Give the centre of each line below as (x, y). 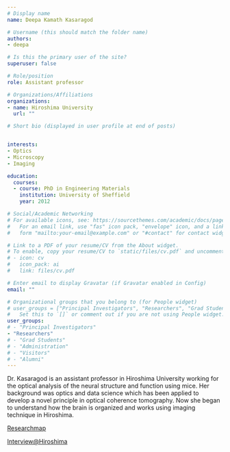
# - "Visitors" (29, 353)
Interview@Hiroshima (37, 442)
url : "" (24, 114)
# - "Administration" (38, 347)
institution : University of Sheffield (75, 195)
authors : (20, 38)
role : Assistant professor (46, 82)
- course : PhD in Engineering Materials (72, 189)
